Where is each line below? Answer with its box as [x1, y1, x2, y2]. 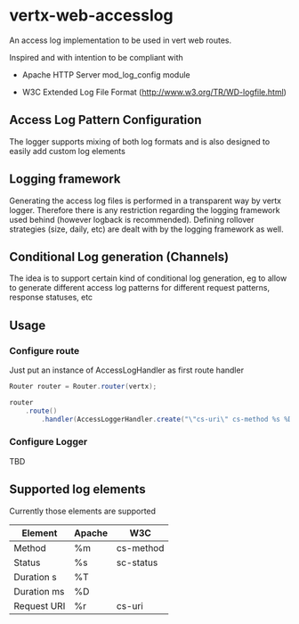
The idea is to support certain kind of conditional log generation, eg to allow [9, 273, 287, 283]
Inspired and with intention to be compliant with [9, 52, 184, 62]
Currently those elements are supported [9, 505, 157, 516]
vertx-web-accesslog [9, 5, 174, 26]
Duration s [13, 571, 57, 583]
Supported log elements [9, 482, 146, 497]
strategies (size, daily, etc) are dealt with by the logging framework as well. [9, 224, 284, 234]
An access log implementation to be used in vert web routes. [9, 35, 232, 45]
